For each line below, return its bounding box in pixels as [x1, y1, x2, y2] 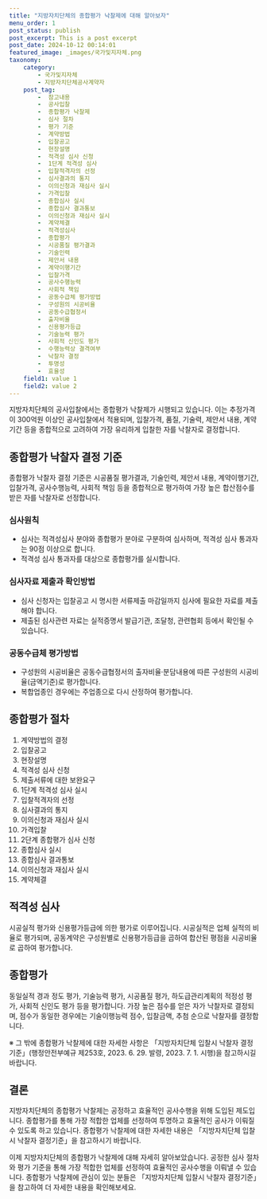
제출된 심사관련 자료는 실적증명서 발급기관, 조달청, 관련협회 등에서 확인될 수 [20, 615, 254, 625]
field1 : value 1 [23, 374, 78, 382]
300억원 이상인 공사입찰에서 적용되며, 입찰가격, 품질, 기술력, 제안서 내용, [17, 415, 242, 425]
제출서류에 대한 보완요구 [20, 774, 96, 785]
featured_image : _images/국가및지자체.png [9, 49, 142, 57]
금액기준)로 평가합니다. [29, 677, 101, 687]
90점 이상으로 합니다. [29, 544, 96, 554]
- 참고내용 [37, 93, 71, 101]
